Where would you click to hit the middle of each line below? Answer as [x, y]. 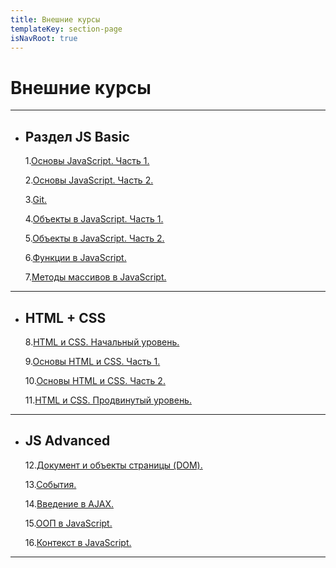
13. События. [50, 484]
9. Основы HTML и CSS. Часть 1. [92, 361]
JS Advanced [67, 441]
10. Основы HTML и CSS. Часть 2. [95, 380]
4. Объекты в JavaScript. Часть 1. [94, 219]
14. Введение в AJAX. [69, 503]
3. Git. [36, 200]
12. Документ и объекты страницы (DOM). [113, 465]
